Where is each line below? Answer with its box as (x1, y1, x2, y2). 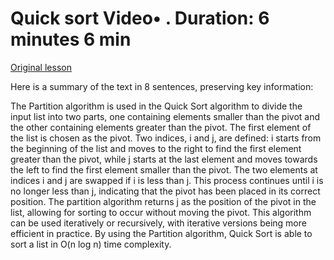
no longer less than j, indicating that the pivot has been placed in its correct (10, 185, 321, 197)
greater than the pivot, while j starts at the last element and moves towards (10, 153, 318, 165)
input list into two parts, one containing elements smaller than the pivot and (10, 110, 321, 122)
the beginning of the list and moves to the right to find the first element (10, 142, 302, 154)
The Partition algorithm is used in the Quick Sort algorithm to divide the (10, 100, 303, 112)
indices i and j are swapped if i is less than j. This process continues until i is (10, 174, 324, 186)
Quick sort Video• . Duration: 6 (10, 7, 270, 30)
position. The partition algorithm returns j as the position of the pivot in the (10, 195, 317, 207)
